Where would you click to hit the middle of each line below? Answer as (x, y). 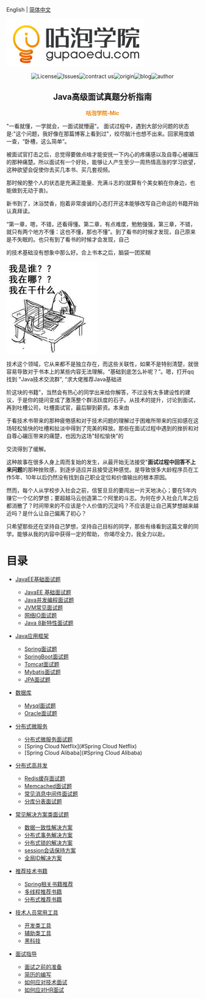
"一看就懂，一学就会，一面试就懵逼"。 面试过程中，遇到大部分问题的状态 (98, 126)
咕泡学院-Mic (103, 113)
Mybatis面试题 (42, 672)
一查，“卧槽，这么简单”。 (38, 141)
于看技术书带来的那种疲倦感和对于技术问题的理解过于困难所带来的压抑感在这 (103, 420)
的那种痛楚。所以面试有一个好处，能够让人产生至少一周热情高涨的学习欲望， (103, 162)
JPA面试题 (37, 679)
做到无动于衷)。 (31, 190)
